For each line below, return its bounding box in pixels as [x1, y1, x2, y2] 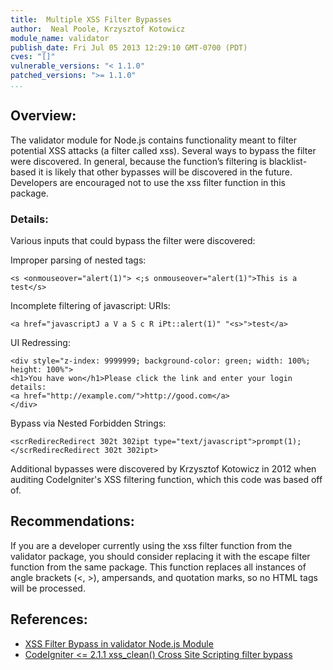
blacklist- [268, 155, 308, 167]
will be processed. [10, 582, 86, 594]
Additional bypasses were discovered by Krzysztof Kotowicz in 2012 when [10, 462, 317, 475]
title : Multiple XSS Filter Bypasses [10, 14, 172, 25]
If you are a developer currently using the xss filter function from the [10, 539, 293, 551]
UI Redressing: [10, 336, 71, 348]
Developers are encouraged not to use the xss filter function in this [10, 176, 286, 188]
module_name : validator [10, 33, 110, 43]
